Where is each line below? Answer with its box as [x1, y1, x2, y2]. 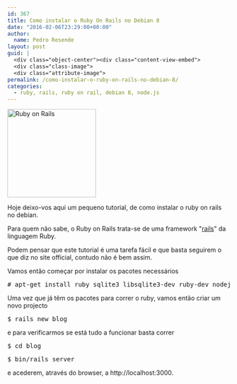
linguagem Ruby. [7, 232, 57, 240]
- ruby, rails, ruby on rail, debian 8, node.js [13, 89, 160, 96]
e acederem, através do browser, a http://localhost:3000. [7, 368, 174, 377]
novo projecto [7, 301, 48, 310]
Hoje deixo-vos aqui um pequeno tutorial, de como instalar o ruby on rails [7, 203, 222, 212]
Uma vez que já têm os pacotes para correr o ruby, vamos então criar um [7, 294, 221, 303]
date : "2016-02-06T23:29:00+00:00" [7, 23, 112, 30]
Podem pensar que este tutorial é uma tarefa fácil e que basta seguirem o [7, 245, 221, 255]
